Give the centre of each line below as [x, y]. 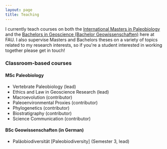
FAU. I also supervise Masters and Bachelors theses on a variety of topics [81, 40]
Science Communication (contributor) [52, 118]
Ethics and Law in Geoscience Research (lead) [61, 92]
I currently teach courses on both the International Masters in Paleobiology [82, 29]
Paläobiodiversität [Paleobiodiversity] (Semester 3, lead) [71, 141]
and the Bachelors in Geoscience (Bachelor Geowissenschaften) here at [80, 34]
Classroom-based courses [38, 63]
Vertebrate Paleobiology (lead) [44, 87]
